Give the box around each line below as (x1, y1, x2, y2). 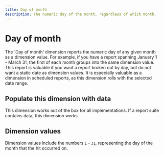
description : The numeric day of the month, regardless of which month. (5, 12, 157, 17)
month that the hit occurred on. (5, 145, 68, 151)
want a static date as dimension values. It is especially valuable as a (5, 70, 142, 76)
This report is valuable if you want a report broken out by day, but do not (5, 65, 151, 71)
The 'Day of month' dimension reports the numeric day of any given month (5, 49, 156, 55)
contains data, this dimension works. (5, 113, 79, 119)
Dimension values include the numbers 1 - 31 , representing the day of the (5, 140, 153, 146)
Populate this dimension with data (5, 94, 111, 103)
